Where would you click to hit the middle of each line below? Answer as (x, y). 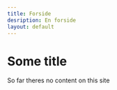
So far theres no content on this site (58, 80)
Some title (37, 61)
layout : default (31, 27)
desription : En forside (42, 20)
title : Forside (29, 14)
